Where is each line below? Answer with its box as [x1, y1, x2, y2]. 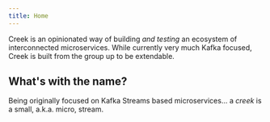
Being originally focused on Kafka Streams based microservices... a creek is [8, 96, 262, 106]
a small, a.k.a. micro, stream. [8, 104, 104, 114]
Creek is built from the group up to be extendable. [8, 51, 175, 61]
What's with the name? [8, 74, 128, 89]
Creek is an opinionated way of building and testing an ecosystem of [8, 34, 238, 44]
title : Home [8, 11, 49, 20]
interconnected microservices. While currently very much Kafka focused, [8, 42, 252, 53]
